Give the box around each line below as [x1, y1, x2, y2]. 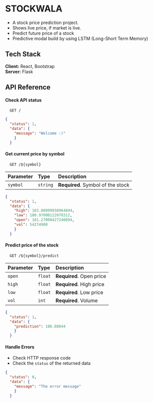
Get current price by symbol [5, 151, 65, 157]
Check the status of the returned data [12, 360, 91, 366]
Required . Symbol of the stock [58, 181, 130, 188]
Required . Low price [55, 288, 104, 295]
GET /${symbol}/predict [9, 253, 59, 258]
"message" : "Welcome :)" [14, 130, 66, 135]
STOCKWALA [5, 3, 63, 14]
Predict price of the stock [5, 242, 59, 248]
